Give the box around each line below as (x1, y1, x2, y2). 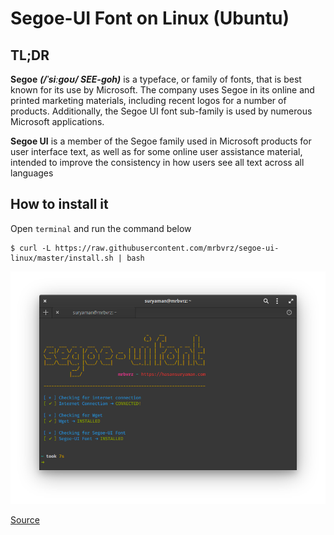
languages (10, 167, 54, 179)
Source (10, 514, 40, 526)
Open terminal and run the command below (10, 222, 192, 234)
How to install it (10, 196, 109, 213)
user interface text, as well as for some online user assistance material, (10, 146, 303, 157)
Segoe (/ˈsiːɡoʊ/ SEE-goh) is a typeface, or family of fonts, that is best (10, 73, 302, 85)
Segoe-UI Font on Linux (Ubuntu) (10, 7, 290, 30)
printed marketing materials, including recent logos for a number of (10, 95, 287, 106)
